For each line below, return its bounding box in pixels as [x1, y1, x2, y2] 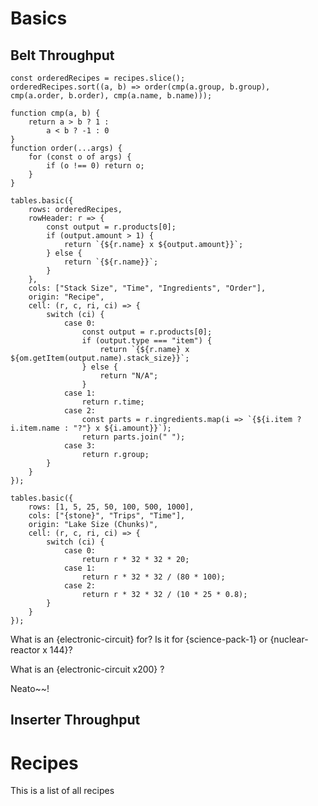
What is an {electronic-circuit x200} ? [10, 663, 165, 675]
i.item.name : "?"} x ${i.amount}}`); [10, 423, 172, 433]
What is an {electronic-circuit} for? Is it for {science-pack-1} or [10, 633, 268, 645]
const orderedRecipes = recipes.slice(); [10, 73, 186, 83]
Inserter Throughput [10, 712, 141, 729]
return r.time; [81, 397, 145, 407]
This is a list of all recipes [10, 785, 115, 797]
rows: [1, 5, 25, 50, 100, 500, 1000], [28, 502, 195, 512]
